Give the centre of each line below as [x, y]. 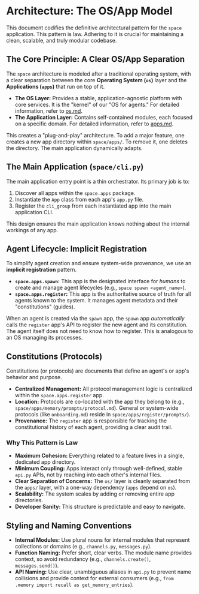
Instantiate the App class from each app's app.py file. [79, 199]
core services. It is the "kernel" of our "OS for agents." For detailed [97, 104]
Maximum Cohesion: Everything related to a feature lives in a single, [99, 456]
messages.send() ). [37, 566]
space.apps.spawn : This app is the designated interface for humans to [100, 281]
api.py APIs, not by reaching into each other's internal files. [88, 475]
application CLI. [34, 212]
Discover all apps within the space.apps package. [75, 193]
